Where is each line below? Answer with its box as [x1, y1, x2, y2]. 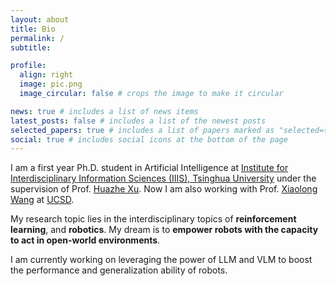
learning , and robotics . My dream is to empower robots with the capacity [10, 224, 319, 236]
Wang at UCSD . [10, 194, 75, 206]
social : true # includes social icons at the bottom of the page [10, 134, 288, 145]
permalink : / [10, 33, 65, 43]
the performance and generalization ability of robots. [10, 264, 228, 276]
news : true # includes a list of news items [10, 106, 199, 116]
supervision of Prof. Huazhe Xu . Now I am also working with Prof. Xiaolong [10, 183, 318, 195]
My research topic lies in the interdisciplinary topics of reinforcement [10, 213, 297, 225]
